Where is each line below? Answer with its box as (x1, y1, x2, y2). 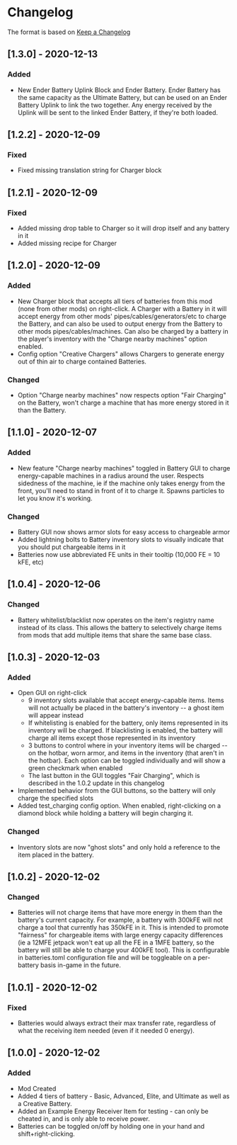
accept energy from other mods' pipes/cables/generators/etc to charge (17, 312, 226, 320)
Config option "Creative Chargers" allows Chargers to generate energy (17, 349, 225, 358)
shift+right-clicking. (17, 1129, 76, 1138)
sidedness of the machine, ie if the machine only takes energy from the (17, 479, 225, 487)
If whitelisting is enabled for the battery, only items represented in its (28, 718, 229, 727)
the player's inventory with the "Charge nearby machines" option (17, 334, 207, 343)
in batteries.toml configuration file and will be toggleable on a (17, 954, 197, 962)
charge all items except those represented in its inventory (28, 734, 196, 743)
